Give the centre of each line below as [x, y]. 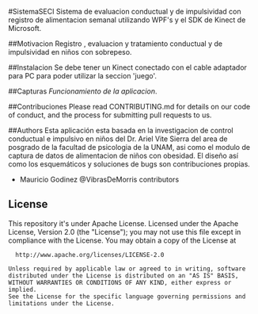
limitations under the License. [61, 303]
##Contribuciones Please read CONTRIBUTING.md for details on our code [129, 107]
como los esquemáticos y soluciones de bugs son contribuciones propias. [129, 164]
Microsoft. [25, 28]
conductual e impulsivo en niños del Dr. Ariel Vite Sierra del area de [118, 139]
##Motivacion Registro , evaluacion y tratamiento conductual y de [116, 44]
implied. [23, 289]
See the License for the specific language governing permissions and [127, 297]
